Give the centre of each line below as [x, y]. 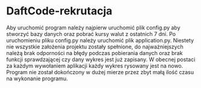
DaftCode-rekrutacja [59, 11]
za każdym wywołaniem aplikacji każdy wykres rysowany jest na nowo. [95, 66]
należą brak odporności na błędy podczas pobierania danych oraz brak [94, 53]
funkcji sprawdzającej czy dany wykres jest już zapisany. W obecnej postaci [101, 59]
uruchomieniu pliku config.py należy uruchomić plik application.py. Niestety [100, 40]
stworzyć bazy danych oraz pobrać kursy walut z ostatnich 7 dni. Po [91, 34]
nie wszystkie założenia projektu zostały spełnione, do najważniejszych [95, 47]
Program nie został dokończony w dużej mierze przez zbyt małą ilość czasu [100, 72]
